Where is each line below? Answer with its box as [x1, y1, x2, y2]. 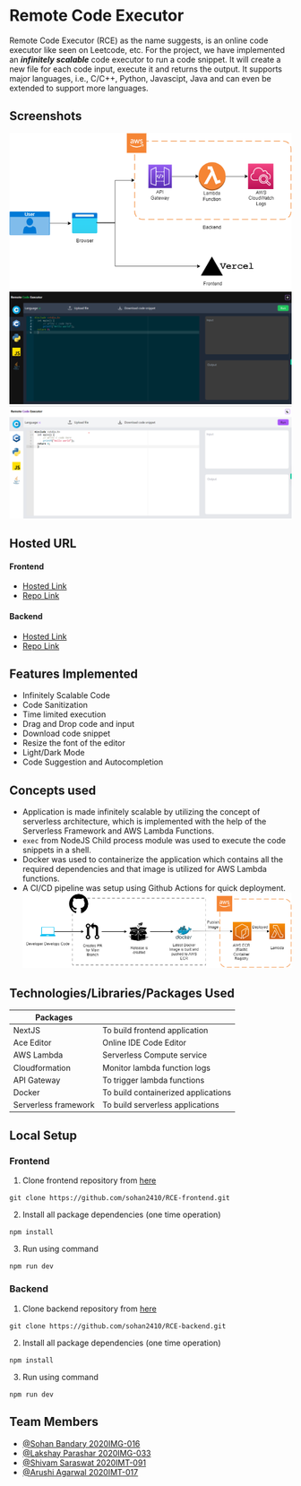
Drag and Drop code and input [21, 719, 135, 730]
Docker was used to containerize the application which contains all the [21, 854, 284, 865]
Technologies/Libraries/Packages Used [9, 985, 235, 1000]
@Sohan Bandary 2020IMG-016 [21, 1438, 141, 1448]
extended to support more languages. [9, 82, 150, 93]
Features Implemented [9, 666, 139, 681]
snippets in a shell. [21, 844, 91, 856]
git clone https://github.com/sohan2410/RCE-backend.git [9, 1321, 227, 1331]
